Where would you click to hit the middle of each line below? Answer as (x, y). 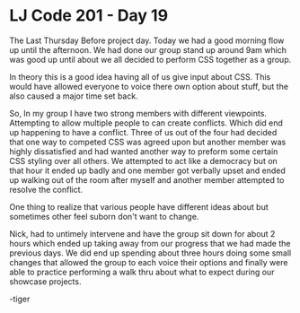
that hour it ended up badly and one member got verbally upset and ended (147, 170)
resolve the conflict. (46, 189)
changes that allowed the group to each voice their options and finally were (149, 262)
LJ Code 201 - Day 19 (89, 16)
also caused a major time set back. (74, 96)
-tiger (20, 299)
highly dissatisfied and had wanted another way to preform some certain (144, 151)
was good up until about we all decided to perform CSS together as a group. (150, 59)
